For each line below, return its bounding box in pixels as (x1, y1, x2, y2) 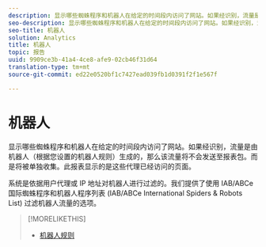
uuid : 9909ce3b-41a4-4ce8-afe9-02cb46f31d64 (8, 56, 158, 64)
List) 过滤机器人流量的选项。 (8, 198, 101, 207)
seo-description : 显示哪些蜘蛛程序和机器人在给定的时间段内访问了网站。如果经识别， (8, 19, 257, 27)
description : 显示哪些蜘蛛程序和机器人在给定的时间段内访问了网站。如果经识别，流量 (8, 11, 255, 20)
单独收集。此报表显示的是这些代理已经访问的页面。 (28, 161, 196, 171)
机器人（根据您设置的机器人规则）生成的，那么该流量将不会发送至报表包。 (8, 151, 251, 161)
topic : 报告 (8, 48, 45, 56)
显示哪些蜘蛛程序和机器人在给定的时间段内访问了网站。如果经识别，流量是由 (8, 142, 258, 151)
